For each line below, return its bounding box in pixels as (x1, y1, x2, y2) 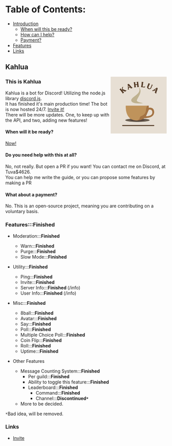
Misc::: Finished (12, 300, 46, 306)
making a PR (5, 180, 32, 186)
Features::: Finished (5, 221, 55, 228)
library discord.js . (5, 95, 42, 101)
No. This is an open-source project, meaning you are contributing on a (5, 203, 154, 209)
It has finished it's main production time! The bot (5, 101, 107, 107)
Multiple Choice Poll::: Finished (20, 332, 85, 338)
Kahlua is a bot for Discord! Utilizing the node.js (5, 90, 106, 96)
